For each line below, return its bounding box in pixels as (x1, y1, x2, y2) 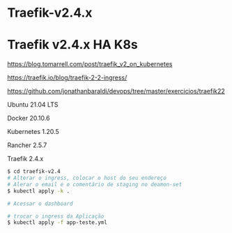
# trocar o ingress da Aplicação (7, 213, 105, 220)
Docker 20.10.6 (7, 114, 50, 123)
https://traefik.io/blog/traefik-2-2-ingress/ (7, 73, 127, 82)
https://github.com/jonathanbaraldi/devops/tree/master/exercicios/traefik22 (7, 87, 225, 96)
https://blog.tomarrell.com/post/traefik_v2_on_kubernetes (7, 60, 173, 68)
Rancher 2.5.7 (7, 141, 47, 149)
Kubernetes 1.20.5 (7, 128, 59, 136)
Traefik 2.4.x (7, 155, 44, 163)
